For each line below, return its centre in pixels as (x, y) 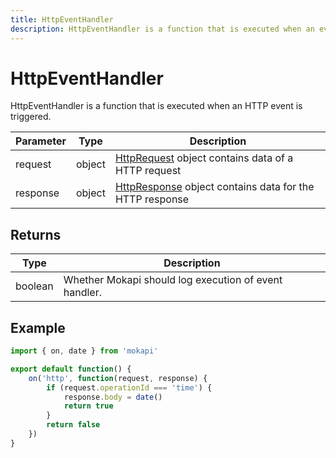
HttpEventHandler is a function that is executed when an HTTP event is (156, 106)
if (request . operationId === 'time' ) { (129, 387)
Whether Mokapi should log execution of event (173, 280)
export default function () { (71, 369)
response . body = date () (113, 397)
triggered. (31, 117)
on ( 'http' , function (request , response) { (118, 378)
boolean (34, 286)
